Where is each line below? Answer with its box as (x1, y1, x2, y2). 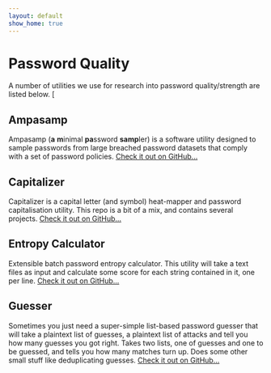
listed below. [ (8, 90, 55, 100)
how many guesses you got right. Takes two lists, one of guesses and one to (8, 337, 264, 348)
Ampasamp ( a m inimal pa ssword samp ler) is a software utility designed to (8, 134, 256, 144)
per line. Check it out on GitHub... (8, 276, 120, 286)
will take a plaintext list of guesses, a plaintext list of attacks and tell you (8, 329, 248, 339)
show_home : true (8, 19, 63, 28)
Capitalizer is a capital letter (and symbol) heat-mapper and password (8, 197, 242, 206)
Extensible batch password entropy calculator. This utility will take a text (8, 258, 249, 268)
